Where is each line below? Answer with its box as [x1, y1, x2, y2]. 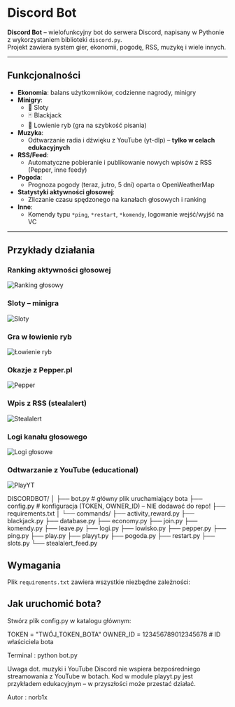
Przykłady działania [7, 245, 96, 256]
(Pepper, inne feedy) [27, 166, 87, 174]
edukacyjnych [27, 143, 71, 152]
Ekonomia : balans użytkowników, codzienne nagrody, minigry [17, 88, 197, 96]
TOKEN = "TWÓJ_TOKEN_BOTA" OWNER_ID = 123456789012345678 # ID [7, 630, 221, 639]
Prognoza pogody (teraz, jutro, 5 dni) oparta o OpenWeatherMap [27, 180, 215, 189]
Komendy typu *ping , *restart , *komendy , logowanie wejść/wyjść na [27, 210, 224, 218]
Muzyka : [17, 128, 44, 137]
